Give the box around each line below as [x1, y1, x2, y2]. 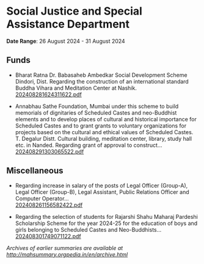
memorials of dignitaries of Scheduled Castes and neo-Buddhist [15, 109, 177, 116]
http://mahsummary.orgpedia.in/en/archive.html [6, 251, 128, 258]
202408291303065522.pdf [15, 148, 84, 155]
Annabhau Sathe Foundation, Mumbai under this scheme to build [15, 102, 179, 110]
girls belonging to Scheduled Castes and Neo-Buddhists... [15, 226, 162, 233]
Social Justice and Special [6, 4, 142, 18]
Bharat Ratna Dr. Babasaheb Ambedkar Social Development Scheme [15, 71, 188, 79]
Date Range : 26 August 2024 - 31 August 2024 [6, 37, 125, 45]
